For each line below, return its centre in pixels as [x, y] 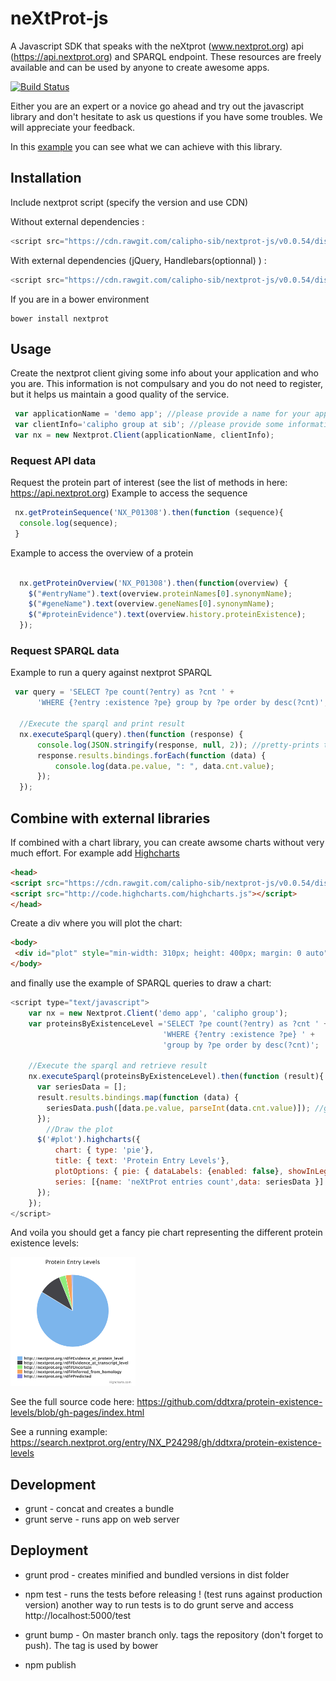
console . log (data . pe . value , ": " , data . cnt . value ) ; [164, 766]
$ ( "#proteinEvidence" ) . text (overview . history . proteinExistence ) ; [167, 615]
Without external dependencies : [77, 221]
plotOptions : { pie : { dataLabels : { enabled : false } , [169, 1172]
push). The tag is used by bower [91, 1645]
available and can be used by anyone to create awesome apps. [140, 67]
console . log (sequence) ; [68, 523]
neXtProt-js [59, 18]
